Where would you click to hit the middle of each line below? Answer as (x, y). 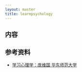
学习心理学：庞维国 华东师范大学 (44, 65)
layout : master (20, 9)
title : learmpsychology (29, 14)
